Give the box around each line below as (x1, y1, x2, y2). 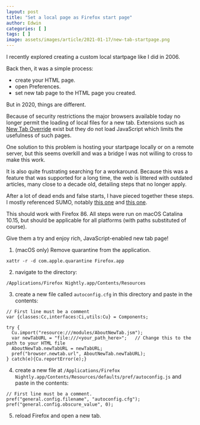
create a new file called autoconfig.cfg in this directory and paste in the (14, 291, 193, 298)
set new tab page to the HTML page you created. (14, 90, 137, 96)
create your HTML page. (14, 76, 76, 84)
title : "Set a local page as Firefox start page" (6, 14, 133, 20)
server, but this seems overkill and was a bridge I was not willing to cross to (6, 150, 193, 157)
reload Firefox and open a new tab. (14, 412, 102, 419)
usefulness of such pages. (6, 132, 72, 139)
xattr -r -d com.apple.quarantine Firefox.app (6, 258, 125, 264)
